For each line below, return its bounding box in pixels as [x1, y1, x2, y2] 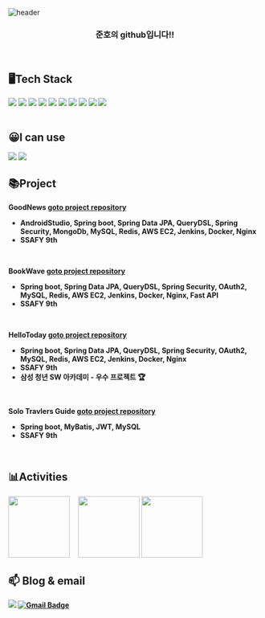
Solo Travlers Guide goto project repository [8, 406, 156, 415]
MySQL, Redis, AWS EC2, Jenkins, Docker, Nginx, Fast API [19, 290, 219, 300]
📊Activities [8, 470, 68, 484]
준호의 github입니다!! [95, 29, 175, 40]
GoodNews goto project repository [8, 202, 127, 212]
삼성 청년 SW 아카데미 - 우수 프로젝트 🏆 [19, 372, 146, 382]
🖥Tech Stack [8, 72, 73, 86]
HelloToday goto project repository [8, 329, 127, 339]
